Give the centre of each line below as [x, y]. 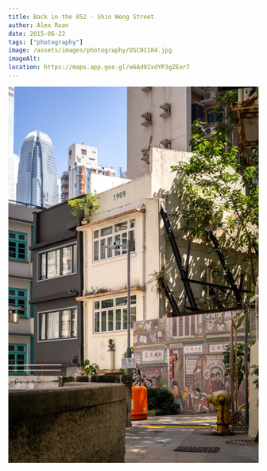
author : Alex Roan [39, 25]
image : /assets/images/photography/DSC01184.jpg [90, 51]
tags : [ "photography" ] [46, 42]
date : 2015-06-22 [37, 33]
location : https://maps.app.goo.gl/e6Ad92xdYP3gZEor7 [99, 68]
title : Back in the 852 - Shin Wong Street [81, 17]
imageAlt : [25, 59]
